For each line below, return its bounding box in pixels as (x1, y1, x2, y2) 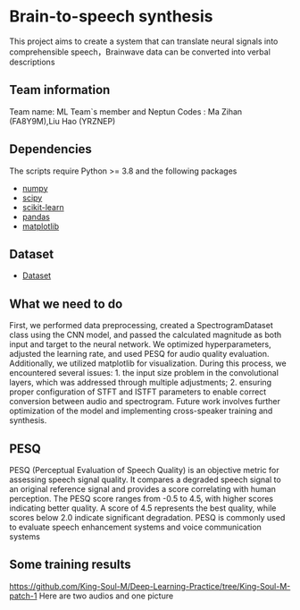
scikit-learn (21, 201, 64, 212)
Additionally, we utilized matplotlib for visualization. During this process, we (9, 358, 287, 369)
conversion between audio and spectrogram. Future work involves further (9, 396, 281, 407)
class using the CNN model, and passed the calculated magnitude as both (9, 329, 282, 341)
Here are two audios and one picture (38, 590, 174, 601)
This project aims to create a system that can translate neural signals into (9, 36, 279, 47)
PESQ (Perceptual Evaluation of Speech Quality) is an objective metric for (9, 465, 279, 475)
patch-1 (9, 590, 37, 601)
